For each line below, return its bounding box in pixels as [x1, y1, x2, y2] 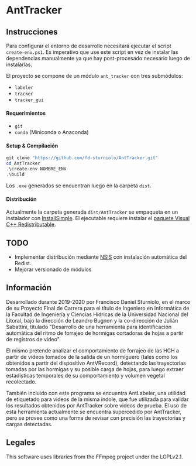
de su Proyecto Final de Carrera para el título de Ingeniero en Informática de [6, 304, 190, 311]
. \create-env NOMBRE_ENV [6, 166, 67, 172]
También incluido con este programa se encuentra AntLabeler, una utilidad [6, 389, 186, 396]
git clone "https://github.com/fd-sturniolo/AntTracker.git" [6, 155, 159, 161]
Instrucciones [6, 27, 58, 37]
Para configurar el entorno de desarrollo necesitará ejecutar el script [6, 42, 171, 49]
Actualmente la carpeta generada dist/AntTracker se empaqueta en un [6, 208, 178, 215]
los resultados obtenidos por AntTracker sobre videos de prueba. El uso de [6, 402, 187, 409]
